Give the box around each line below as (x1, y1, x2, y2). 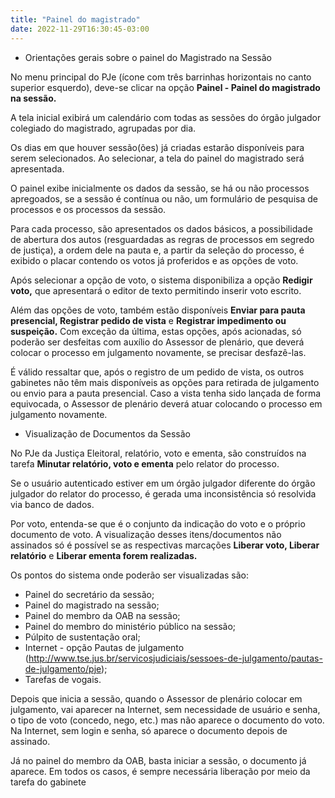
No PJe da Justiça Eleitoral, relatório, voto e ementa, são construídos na (10, 447, 307, 459)
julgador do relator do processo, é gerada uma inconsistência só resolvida (10, 487, 317, 500)
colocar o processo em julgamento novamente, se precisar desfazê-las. (10, 346, 307, 358)
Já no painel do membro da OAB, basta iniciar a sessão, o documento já (10, 754, 307, 766)
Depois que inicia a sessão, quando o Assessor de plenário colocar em (10, 692, 303, 705)
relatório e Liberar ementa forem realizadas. (10, 549, 198, 561)
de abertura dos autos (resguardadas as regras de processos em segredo (10, 233, 315, 245)
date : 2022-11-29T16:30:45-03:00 (10, 24, 150, 34)
